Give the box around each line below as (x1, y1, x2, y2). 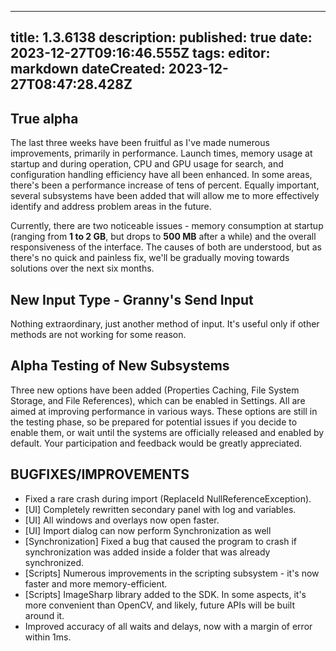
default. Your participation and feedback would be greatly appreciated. (10, 437, 303, 449)
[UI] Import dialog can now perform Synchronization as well (24, 524, 272, 536)
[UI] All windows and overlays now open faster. (24, 514, 220, 526)
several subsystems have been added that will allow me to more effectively (10, 190, 320, 202)
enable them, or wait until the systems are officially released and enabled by (10, 426, 325, 438)
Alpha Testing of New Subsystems (10, 357, 230, 375)
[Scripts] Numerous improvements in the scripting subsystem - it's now (24, 567, 320, 579)
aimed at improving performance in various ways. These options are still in (10, 405, 318, 417)
